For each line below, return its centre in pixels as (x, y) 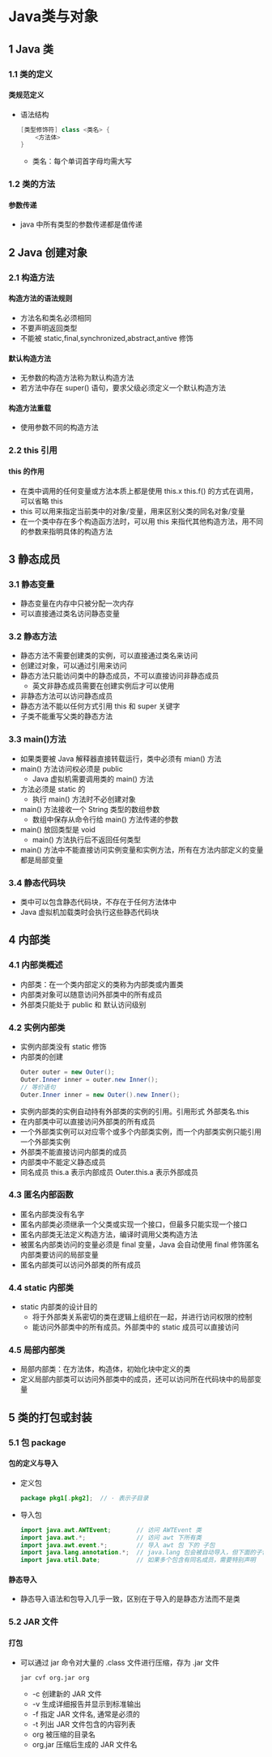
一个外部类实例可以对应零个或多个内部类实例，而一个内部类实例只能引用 (140, 1131)
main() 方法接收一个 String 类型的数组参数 (90, 809)
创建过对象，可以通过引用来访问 (73, 666)
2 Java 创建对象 (48, 252)
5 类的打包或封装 (51, 1417)
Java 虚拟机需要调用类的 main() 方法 (93, 779)
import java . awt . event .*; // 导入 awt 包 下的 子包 (117, 1545)
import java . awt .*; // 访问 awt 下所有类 (111, 1538)
